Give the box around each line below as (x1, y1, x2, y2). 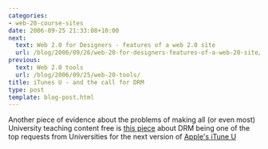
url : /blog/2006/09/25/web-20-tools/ (15, 71, 141, 79)
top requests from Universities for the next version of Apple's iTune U (8, 132, 237, 142)
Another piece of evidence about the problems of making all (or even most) (8, 115, 256, 124)
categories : (8, 11, 48, 20)
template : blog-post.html (8, 93, 94, 101)
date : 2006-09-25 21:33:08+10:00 (8, 26, 120, 34)
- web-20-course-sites (8, 19, 84, 27)
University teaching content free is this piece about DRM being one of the (8, 124, 250, 133)
